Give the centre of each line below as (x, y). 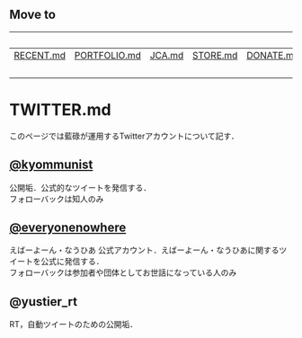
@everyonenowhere (68, 227)
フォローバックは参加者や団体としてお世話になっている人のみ (123, 272)
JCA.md (167, 55)
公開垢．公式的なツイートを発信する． (80, 187)
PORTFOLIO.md (108, 55)
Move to (33, 15)
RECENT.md (40, 55)
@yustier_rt (44, 302)
